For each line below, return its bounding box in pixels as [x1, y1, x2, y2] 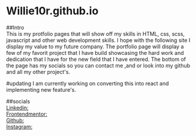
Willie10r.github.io [6, 4, 99, 18]
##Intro [6, 24, 24, 31]
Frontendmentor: [6, 110, 48, 118]
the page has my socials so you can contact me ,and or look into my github [6, 61, 191, 69]
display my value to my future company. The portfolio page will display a [6, 43, 184, 50]
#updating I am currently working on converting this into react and [6, 79, 169, 87]
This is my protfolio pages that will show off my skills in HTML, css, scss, [6, 30, 185, 37]
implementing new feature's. [6, 86, 76, 93]
